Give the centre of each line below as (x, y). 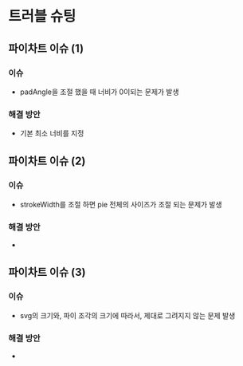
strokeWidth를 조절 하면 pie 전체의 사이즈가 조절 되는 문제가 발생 (121, 204)
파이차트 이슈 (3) (47, 272)
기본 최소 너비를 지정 (52, 133)
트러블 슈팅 (42, 16)
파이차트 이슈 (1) (46, 48)
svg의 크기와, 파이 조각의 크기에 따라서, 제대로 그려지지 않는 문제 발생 (127, 315)
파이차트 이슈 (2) (47, 161)
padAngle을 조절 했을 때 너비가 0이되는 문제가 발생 (99, 92)
